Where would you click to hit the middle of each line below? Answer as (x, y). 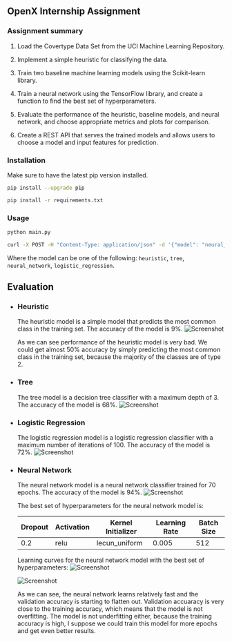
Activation (72, 527)
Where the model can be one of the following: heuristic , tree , (96, 257)
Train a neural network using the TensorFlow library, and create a (110, 93)
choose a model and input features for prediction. (88, 142)
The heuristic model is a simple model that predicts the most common (116, 322)
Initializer (121, 532)
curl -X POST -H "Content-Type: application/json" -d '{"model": (103, 244)
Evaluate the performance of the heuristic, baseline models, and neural (118, 114)
